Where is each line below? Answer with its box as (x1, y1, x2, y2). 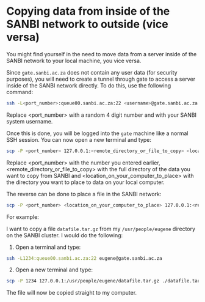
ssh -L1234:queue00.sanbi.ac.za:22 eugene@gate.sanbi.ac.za (6, 255, 163, 261)
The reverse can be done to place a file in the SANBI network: (6, 190, 162, 197)
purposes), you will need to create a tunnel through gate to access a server (6, 75, 196, 83)
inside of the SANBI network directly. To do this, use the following (6, 81, 171, 89)
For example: (6, 213, 40, 221)
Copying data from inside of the (6, 4, 170, 18)
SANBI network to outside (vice (6, 17, 169, 31)
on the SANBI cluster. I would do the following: (6, 231, 123, 239)
